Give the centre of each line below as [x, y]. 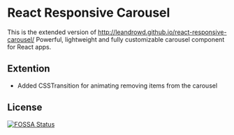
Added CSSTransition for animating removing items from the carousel [117, 86]
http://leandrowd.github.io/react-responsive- [162, 32]
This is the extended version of [52, 32]
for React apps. [29, 47]
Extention [29, 69]
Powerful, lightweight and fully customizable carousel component [130, 39]
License [25, 108]
